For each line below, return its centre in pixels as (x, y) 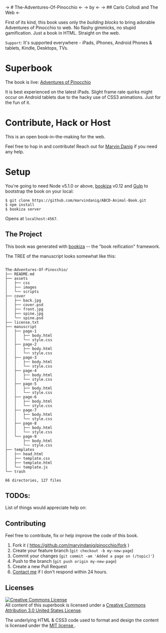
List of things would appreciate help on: (46, 508)
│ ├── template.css (28, 458)
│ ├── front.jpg (24, 309)
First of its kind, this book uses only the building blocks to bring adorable (80, 22)
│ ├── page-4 (21, 371)
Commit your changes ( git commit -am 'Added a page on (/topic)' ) (83, 556)
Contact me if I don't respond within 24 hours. (60, 572)
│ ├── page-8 (21, 423)
